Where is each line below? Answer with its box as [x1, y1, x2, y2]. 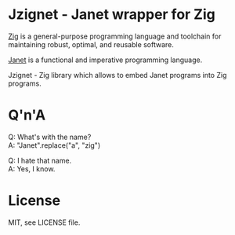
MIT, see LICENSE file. [8, 218, 81, 227]
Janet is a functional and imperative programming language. [8, 55, 203, 64]
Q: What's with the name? [8, 132, 92, 141]
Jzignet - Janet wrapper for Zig [8, 6, 215, 24]
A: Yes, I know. [8, 163, 56, 174]
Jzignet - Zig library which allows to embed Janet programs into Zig [8, 70, 227, 79]
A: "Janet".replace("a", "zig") [8, 140, 100, 150]
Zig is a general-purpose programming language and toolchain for [8, 31, 222, 41]
